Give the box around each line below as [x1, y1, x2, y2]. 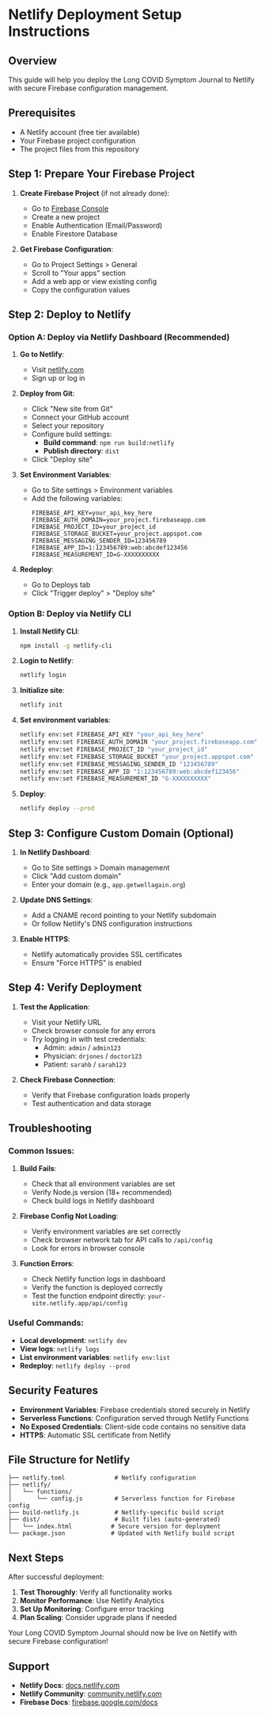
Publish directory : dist [43, 446, 120, 456]
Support [8, 1659, 50, 1673]
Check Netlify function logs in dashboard [31, 1274, 166, 1284]
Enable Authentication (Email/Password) [31, 220, 163, 230]
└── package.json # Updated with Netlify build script [8, 1529, 236, 1537]
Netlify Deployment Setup [8, 6, 182, 24]
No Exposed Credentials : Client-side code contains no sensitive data [19, 1422, 247, 1431]
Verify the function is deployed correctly [31, 1282, 164, 1292]
